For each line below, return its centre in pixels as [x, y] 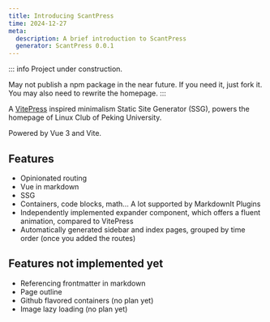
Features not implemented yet [86, 264]
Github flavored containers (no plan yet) [87, 300]
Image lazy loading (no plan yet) [74, 309]
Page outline [41, 291]
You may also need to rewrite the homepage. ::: [87, 93]
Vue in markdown [49, 186]
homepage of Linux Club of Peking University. [85, 117]
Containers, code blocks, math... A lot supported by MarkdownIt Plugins [140, 204]
